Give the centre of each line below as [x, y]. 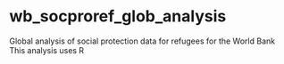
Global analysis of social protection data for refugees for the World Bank [142, 41]
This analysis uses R [47, 50]
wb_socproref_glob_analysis [118, 16]
